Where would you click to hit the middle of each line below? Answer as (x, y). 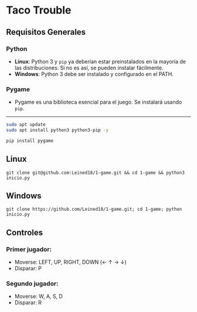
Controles (25, 232)
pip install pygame (30, 141)
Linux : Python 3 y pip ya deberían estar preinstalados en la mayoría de (100, 61)
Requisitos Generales (46, 32)
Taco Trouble (39, 10)
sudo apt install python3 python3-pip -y (57, 130)
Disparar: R (28, 303)
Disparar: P (28, 268)
